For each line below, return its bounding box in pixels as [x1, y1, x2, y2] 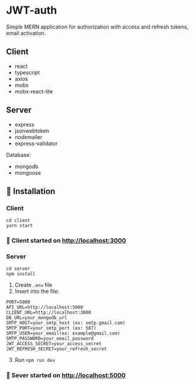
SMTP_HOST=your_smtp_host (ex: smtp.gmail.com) [6, 320, 126, 326]
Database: [6, 151, 31, 158]
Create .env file [14, 282, 53, 289]
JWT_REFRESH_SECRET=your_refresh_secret [6, 346, 108, 352]
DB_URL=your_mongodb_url [6, 315, 67, 321]
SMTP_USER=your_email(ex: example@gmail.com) [6, 330, 120, 336]
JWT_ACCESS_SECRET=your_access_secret [6, 341, 102, 347]
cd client [6, 217, 31, 223]
